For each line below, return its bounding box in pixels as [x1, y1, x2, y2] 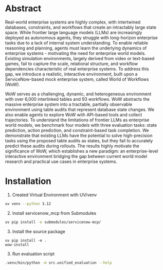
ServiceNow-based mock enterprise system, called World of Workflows [5, 76, 149, 82]
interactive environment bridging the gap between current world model [5, 153, 147, 159]
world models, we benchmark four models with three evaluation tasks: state [5, 122, 157, 128]
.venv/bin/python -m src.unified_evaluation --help [5, 260, 112, 265]
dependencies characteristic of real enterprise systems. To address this [5, 66, 149, 71]
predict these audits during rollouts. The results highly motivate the [5, 143, 140, 149]
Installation [5, 176, 52, 187]
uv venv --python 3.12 [5, 201, 51, 206]
